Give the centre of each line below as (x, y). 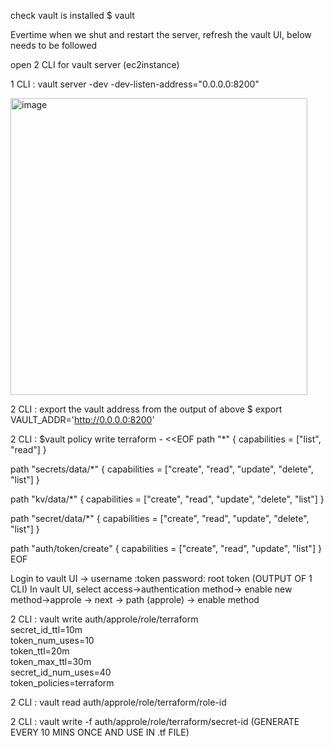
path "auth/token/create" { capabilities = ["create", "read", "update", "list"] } (166, 548)
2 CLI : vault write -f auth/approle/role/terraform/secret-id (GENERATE (155, 721)
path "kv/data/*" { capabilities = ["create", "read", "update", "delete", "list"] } (167, 499)
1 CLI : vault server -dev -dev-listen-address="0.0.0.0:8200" (135, 84)
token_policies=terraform (62, 683)
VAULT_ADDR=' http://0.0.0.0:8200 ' (82, 419)
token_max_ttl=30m (51, 661)
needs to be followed (53, 45)
